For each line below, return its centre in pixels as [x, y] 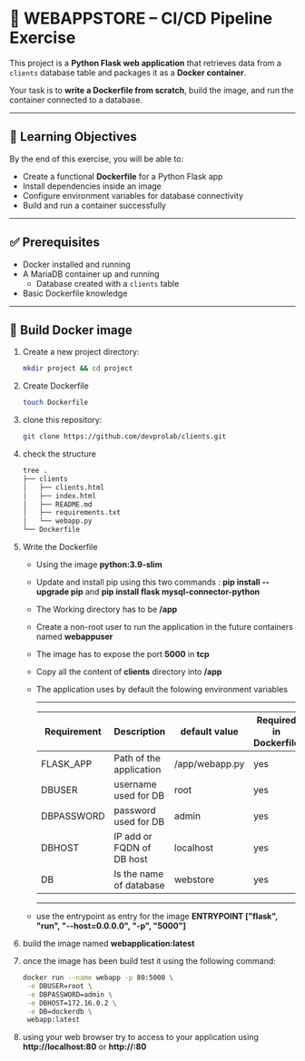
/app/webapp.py [209, 764]
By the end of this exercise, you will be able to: [97, 159]
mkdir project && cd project [78, 368]
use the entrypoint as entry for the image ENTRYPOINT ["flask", [157, 916]
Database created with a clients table [108, 283]
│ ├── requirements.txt [71, 513]
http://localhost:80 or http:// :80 [84, 1046]
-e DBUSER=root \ [59, 986]
